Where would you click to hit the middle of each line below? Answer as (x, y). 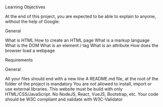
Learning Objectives (25, 7)
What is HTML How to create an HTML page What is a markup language (77, 40)
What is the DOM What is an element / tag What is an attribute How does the (82, 45)
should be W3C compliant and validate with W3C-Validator (64, 99)
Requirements (19, 60)
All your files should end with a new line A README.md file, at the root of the (82, 79)
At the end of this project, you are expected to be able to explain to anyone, (81, 16)
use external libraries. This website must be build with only (64, 89)
